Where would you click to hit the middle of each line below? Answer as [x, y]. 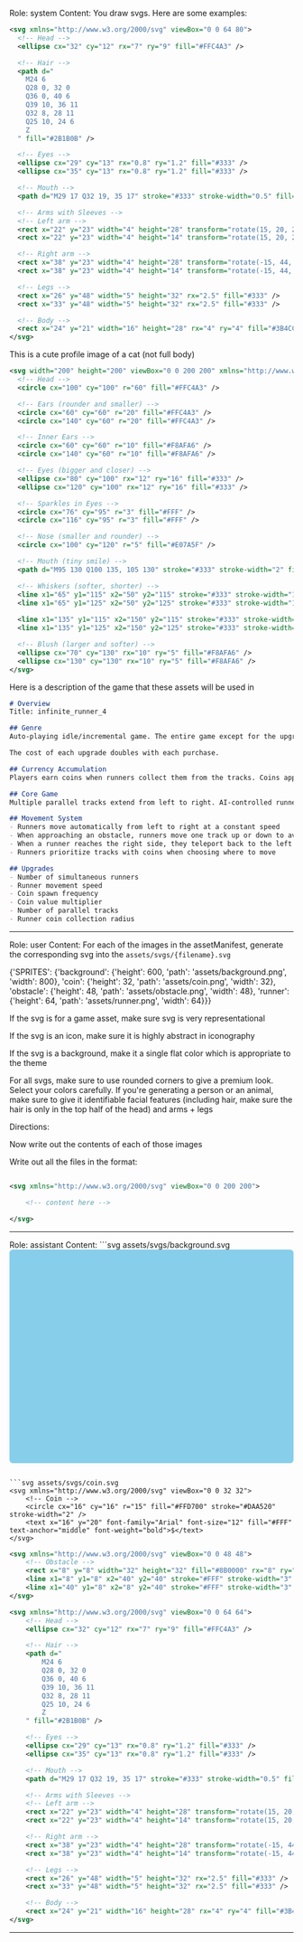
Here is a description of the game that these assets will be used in [132, 687]
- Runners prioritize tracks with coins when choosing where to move [143, 852]
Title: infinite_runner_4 [58, 712]
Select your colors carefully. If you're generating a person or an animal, [142, 1089]
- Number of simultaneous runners [74, 877]
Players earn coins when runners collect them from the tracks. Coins [145, 778]
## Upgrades [32, 868]
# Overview [30, 703]
